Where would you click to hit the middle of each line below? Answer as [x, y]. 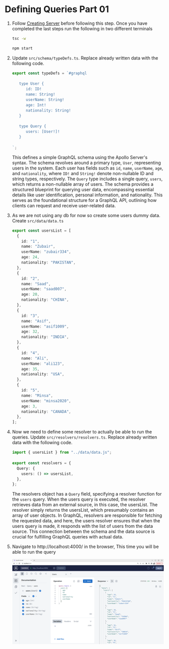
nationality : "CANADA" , [46, 412]
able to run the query [34, 552]
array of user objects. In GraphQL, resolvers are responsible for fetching [87, 515]
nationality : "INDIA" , [45, 337]
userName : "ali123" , [43, 364]
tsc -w [19, 38]
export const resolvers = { [41, 463]
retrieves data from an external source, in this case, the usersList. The [85, 505]
